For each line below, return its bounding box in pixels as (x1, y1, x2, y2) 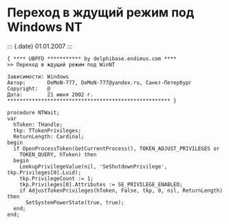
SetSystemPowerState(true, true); (25, 199, 125, 206)
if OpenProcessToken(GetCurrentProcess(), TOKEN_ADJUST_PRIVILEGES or (13, 145, 220, 152)
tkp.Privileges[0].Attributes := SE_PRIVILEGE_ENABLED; (19, 181, 184, 188)
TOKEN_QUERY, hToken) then (19, 151, 97, 158)
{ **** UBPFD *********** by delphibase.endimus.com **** (7, 55, 177, 62)
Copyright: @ (7, 85, 51, 92)
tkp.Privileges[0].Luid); (7, 169, 81, 176)
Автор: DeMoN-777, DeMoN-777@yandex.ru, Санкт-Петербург (7, 79, 193, 86)
